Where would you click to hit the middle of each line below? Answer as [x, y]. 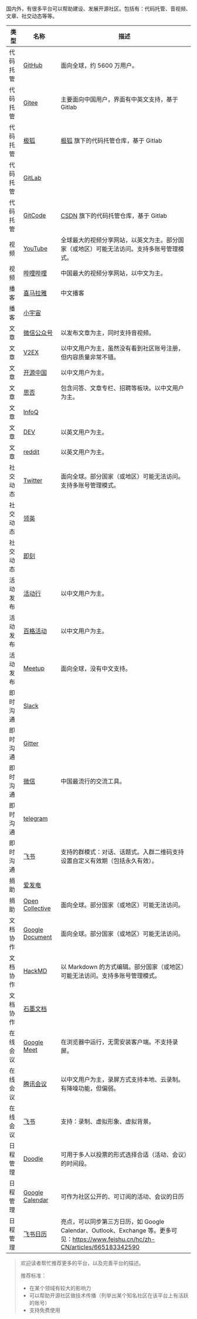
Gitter [31, 743]
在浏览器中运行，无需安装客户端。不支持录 [120, 1042]
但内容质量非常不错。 [90, 357]
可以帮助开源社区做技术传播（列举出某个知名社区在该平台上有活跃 [109, 1295]
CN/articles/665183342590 [100, 1247]
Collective [37, 908]
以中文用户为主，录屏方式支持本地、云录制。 [123, 1080]
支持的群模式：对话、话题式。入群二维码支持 [123, 852]
